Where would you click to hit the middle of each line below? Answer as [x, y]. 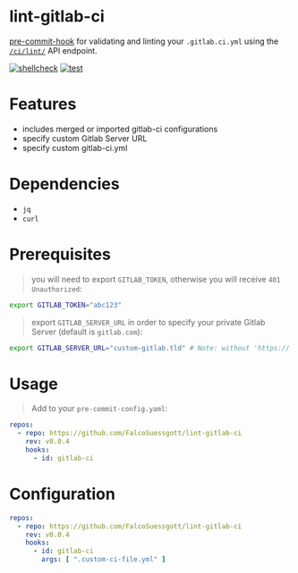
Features [43, 104]
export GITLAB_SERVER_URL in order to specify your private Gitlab [148, 322]
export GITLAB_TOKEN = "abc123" [66, 305]
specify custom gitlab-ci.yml [75, 147]
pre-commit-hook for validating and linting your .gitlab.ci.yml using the [144, 41]
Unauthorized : [56, 289]
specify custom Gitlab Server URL [85, 138]
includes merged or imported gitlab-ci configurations [120, 129]
